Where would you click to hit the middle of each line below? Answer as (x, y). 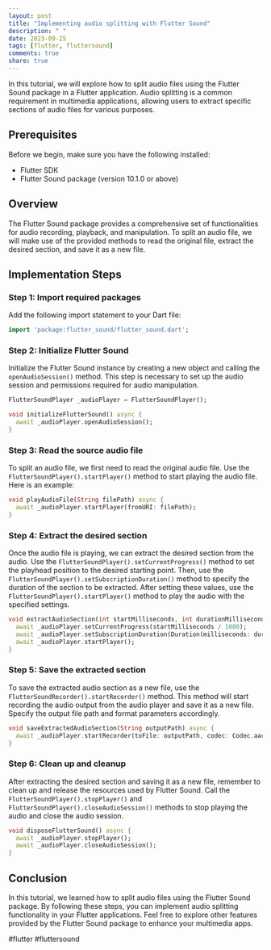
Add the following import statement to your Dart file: (95, 315)
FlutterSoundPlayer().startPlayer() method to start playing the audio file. (133, 476)
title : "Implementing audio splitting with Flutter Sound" (110, 23)
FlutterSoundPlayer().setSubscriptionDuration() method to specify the (129, 579)
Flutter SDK (39, 169)
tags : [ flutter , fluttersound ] (61, 46)
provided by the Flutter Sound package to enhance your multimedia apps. (131, 923)
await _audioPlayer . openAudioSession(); (84, 422)
